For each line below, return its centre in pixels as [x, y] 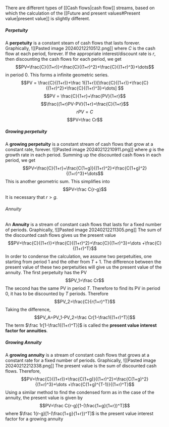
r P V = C [85, 112]
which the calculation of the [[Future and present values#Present [73, 13]
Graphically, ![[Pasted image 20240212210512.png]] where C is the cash [80, 48]
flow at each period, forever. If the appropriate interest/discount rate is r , [80, 54]
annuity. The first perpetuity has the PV [46, 273]
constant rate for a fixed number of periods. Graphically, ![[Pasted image [81, 360]
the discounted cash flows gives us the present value [61, 235]
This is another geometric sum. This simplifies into [58, 181]
